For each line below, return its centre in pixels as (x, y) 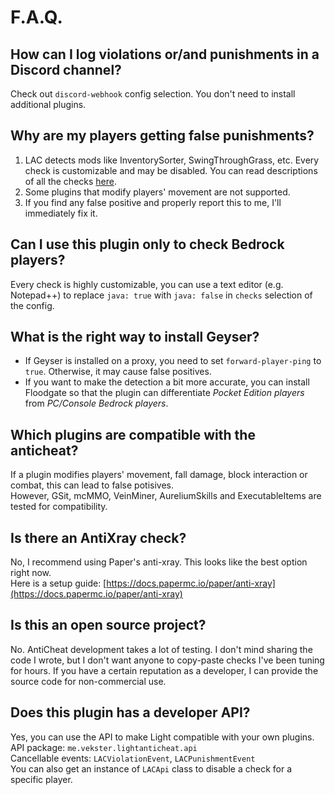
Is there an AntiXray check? (98, 537)
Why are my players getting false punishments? (162, 136)
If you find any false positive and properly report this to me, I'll (153, 202)
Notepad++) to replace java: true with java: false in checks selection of (161, 295)
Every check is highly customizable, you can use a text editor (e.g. (147, 284)
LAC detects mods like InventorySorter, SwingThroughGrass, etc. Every (172, 160)
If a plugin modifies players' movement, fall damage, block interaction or (159, 475)
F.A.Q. (36, 17)
